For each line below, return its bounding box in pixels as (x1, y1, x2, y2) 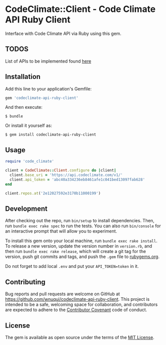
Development (5, 204, 48, 213)
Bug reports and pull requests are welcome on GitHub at (5, 291, 120, 297)
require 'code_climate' (5, 159, 55, 164)
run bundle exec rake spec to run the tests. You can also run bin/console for (5, 223, 161, 229)
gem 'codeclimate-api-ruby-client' (5, 95, 79, 100)
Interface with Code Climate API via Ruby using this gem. (5, 30, 121, 36)
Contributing (5, 277, 46, 286)
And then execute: (5, 104, 43, 110)
